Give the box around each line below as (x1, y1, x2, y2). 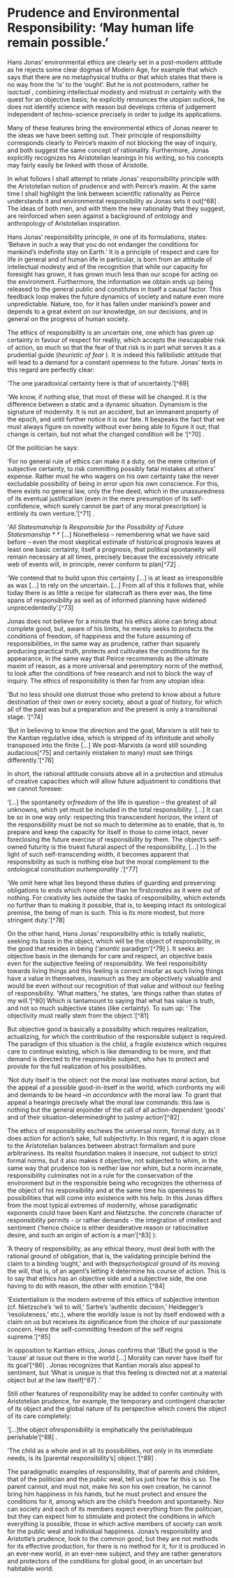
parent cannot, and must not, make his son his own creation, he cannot (7, 1482, 212, 1490)
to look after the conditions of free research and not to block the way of (7, 669, 213, 677)
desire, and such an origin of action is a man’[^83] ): (7, 1230, 157, 1239)
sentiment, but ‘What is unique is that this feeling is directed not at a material (7, 1368, 228, 1377)
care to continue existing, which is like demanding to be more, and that (7, 1047, 211, 1056)
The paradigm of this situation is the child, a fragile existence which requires (7, 1040, 227, 1048)
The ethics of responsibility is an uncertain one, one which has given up (7, 328, 214, 336)
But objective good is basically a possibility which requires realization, (7, 1025, 209, 1033)
